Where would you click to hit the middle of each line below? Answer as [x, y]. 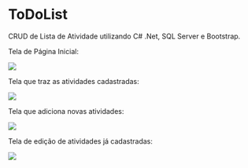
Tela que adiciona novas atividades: [66, 111]
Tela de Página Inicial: [43, 51]
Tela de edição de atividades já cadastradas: [81, 141]
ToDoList [38, 15]
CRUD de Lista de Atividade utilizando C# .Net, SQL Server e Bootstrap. [124, 36]
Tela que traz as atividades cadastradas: [74, 81]
